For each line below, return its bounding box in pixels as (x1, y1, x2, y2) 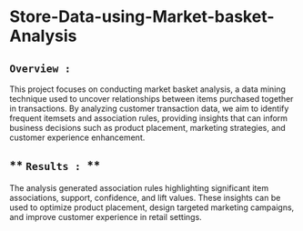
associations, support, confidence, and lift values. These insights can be (9, 192, 281, 203)
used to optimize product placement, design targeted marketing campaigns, (9, 202, 295, 213)
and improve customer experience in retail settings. (9, 211, 202, 222)
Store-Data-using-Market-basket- (9, 6, 275, 27)
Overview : (9, 62, 71, 75)
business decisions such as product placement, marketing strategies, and (9, 123, 287, 133)
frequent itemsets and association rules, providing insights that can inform (9, 113, 288, 124)
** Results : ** (9, 158, 101, 174)
